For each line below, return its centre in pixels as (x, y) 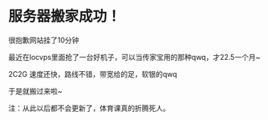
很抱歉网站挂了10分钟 (44, 40)
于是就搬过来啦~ (35, 91)
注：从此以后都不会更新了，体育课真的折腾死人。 (89, 108)
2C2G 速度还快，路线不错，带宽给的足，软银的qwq (93, 74)
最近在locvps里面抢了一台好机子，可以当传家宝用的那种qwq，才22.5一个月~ (134, 57)
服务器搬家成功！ (65, 16)
